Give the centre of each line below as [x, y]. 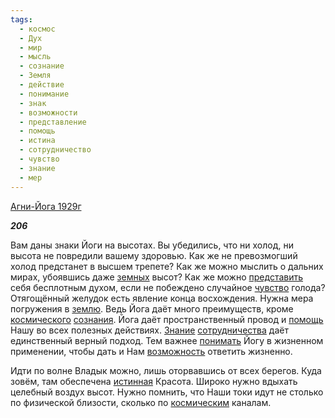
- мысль [35, 57]
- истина [37, 141]
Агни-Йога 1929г [46, 206]
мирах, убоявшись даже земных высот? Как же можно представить [157, 277]
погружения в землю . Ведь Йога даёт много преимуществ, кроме [152, 308]
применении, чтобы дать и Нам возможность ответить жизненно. [151, 351]
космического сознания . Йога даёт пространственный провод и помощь [167, 319]
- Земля [35, 76]
